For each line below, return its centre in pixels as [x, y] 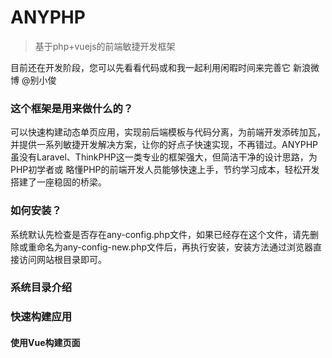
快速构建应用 [41, 317]
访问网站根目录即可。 [62, 259]
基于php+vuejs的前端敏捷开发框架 [105, 46]
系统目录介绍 [41, 288]
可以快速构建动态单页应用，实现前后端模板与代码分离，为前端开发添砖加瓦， [168, 132]
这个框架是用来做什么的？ [72, 108]
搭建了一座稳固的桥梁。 [58, 182]
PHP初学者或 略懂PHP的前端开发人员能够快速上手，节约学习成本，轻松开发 [165, 170]
